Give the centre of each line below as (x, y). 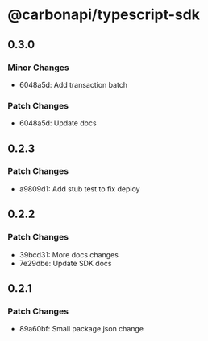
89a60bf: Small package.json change (81, 329)
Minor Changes (38, 68)
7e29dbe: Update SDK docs (65, 263)
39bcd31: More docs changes (69, 254)
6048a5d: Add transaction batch (73, 84)
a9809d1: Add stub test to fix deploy (79, 189)
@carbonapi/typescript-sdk (104, 15)
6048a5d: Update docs (58, 123)
